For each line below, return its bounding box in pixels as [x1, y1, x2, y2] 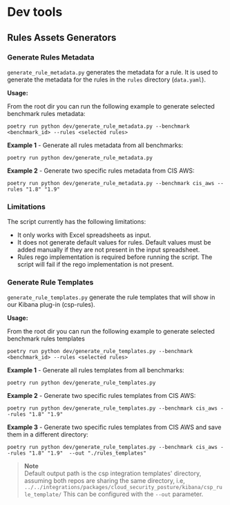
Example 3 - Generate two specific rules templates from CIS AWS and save [7, 423, 222, 432]
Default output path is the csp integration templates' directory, [23, 469, 202, 477]
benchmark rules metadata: [7, 109, 86, 117]
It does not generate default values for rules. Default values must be [17, 238, 211, 247]
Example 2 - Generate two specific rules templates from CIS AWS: [7, 392, 196, 400]
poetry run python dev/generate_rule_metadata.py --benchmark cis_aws [7, 180, 215, 187]
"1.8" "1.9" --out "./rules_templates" [28, 450, 147, 457]
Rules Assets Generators [7, 32, 117, 44]
